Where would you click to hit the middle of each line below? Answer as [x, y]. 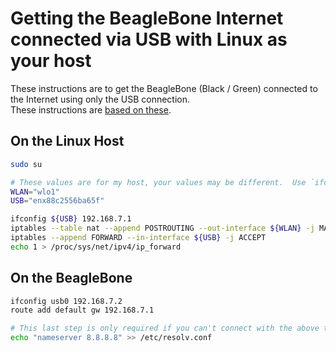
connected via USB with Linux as [149, 39]
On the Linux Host [67, 141]
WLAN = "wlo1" [35, 192]
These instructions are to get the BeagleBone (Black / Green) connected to [164, 88]
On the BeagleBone [71, 278]
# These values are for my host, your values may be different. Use [158, 182]
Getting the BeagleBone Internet [147, 18]
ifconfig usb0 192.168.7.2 [66, 301]
